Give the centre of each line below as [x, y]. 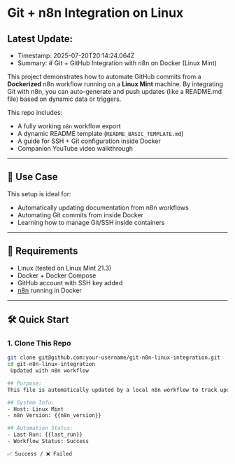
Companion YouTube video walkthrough [75, 148]
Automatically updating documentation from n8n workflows [103, 207]
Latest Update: [40, 39]
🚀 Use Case [33, 177]
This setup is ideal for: [39, 193]
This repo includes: [35, 112]
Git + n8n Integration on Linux [95, 13]
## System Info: [31, 402]
